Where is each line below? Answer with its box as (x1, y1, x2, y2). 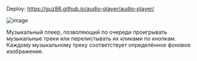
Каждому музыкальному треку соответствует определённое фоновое (6, 42, 191, 48)
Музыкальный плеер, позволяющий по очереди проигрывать (6, 28, 168, 36)
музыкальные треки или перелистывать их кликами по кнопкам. (6, 35, 176, 42)
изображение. (6, 48, 44, 55)
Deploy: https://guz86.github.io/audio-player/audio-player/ (6, 5, 155, 12)
